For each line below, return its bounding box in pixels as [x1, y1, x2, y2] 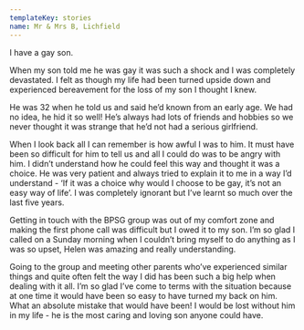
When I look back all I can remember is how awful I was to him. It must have [9, 139, 295, 150]
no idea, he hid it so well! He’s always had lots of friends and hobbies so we [9, 111, 294, 122]
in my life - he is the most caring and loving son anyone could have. [9, 309, 264, 320]
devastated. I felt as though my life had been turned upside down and [9, 74, 271, 85]
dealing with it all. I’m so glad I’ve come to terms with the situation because [9, 280, 292, 292]
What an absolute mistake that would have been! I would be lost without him [9, 300, 296, 311]
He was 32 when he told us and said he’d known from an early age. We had [9, 101, 294, 112]
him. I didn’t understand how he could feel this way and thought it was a [9, 158, 280, 169]
